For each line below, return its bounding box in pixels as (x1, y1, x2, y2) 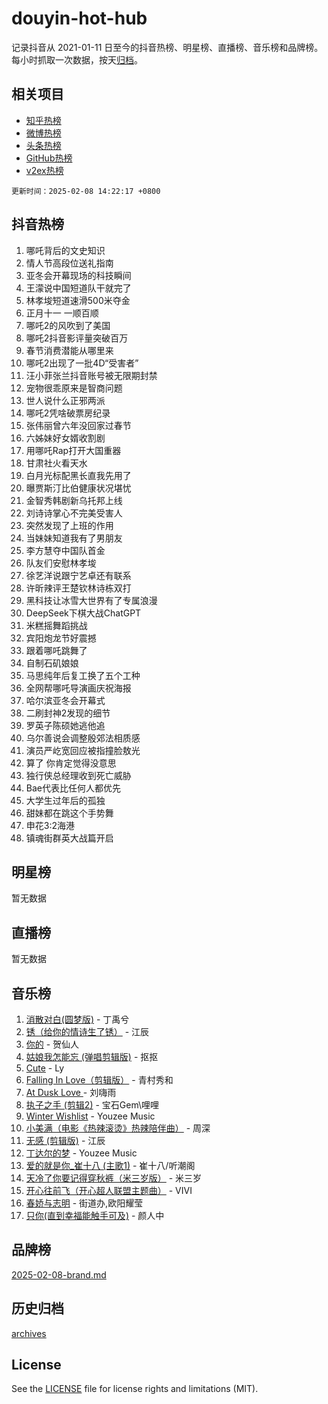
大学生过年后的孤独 (25, 794, 106, 806)
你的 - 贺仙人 (25, 1038, 80, 1050)
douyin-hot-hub (11, 7, 148, 30)
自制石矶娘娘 (25, 657, 79, 669)
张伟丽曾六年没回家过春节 (25, 419, 132, 431)
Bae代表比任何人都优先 (25, 782, 121, 794)
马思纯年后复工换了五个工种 (25, 669, 141, 681)
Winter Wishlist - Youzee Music (25, 1110, 156, 1122)
